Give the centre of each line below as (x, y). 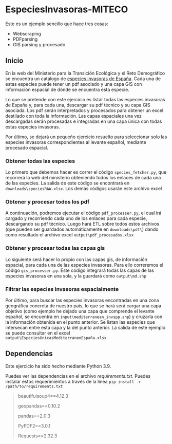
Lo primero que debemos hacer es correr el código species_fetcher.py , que (86, 172)
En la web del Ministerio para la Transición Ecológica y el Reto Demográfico (85, 73)
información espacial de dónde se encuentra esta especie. (67, 89)
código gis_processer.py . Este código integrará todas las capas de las (80, 270)
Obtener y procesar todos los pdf (47, 201)
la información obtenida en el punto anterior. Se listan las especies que (80, 322)
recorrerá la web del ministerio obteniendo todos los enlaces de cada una (83, 178)
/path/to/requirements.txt (34, 386)
